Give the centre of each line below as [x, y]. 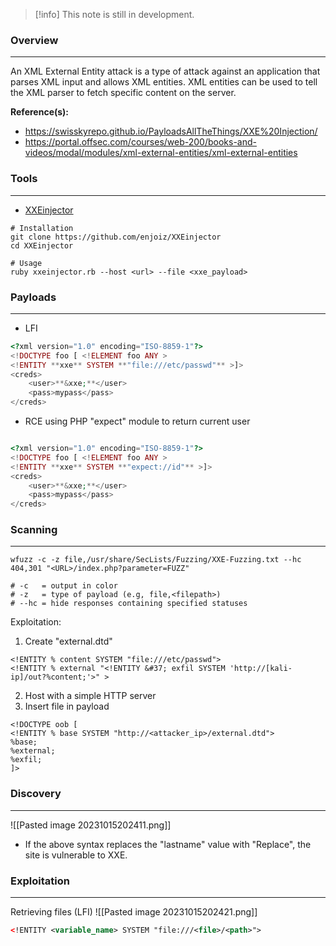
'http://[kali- [261, 669]
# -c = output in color [64, 586]
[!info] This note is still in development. [114, 14]
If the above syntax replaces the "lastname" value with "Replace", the [168, 844]
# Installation [42, 228]
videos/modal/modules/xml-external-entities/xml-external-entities [161, 153]
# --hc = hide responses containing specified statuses [129, 604]
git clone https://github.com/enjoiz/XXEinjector [116, 237]
